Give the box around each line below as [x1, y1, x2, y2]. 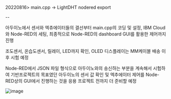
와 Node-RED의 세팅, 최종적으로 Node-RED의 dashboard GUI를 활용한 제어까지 [5, 31, 166, 37]
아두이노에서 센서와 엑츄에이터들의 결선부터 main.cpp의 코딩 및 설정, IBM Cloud [5, 25, 165, 30]
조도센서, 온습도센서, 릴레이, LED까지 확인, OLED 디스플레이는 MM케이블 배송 [5, 48, 161, 54]
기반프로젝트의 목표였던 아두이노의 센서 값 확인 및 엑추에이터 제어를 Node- [10, 72, 160, 78]
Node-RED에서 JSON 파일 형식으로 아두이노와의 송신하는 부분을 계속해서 [5, 65, 152, 71]
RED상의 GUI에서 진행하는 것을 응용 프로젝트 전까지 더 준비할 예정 [5, 78, 137, 84]
